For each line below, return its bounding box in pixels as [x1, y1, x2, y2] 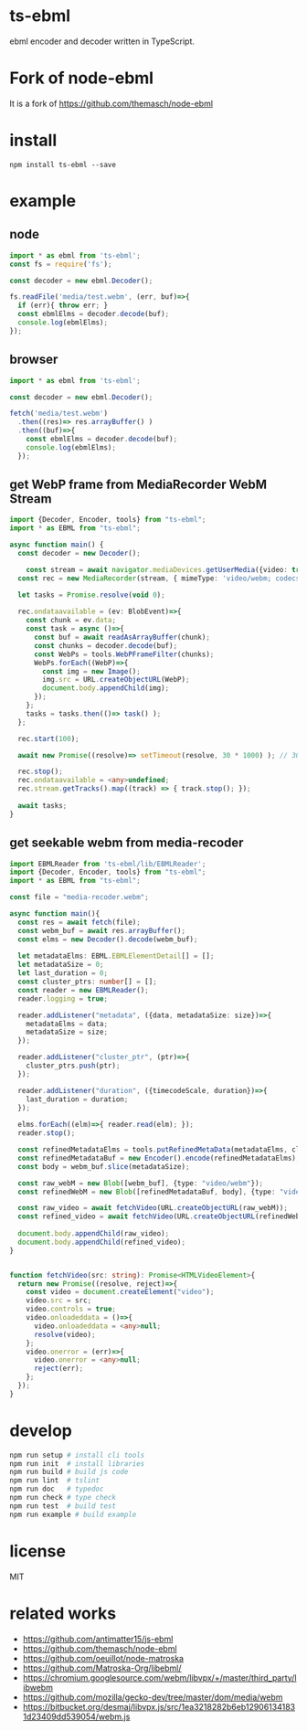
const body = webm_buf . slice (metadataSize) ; [17, 1162, 190, 1171]
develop [9, 1420, 73, 1440]
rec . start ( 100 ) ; [17, 734, 79, 743]
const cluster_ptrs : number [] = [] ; [17, 977, 157, 986]
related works [9, 1603, 117, 1623]
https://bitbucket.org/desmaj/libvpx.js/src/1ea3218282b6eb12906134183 [22, 1701, 295, 1712]
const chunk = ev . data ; [26, 616, 117, 625]
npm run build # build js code [9, 1468, 129, 1477]
